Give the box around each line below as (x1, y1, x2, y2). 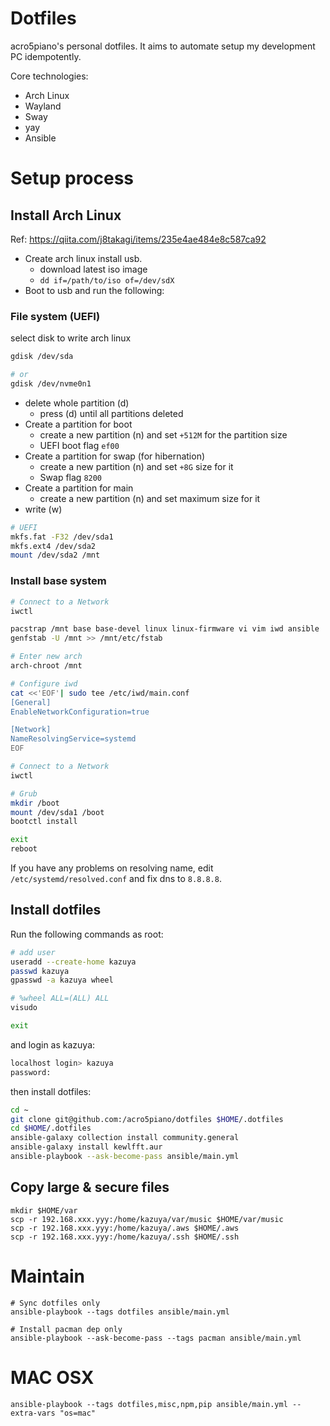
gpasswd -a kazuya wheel (10, 975, 114, 986)
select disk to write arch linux (10, 332, 132, 344)
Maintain (10, 1265, 86, 1287)
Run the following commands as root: (10, 928, 164, 940)
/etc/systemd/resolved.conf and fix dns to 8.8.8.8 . (10, 873, 222, 885)
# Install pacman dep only (10, 1324, 123, 1334)
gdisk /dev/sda (10, 352, 74, 362)
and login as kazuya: (10, 1038, 96, 1051)
